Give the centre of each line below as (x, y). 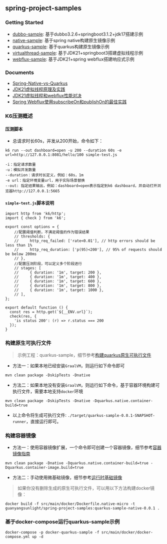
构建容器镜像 (21, 435)
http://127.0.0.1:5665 (36, 191)
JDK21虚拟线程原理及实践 (39, 89)
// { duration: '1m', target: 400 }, (58, 277)
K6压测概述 (19, 116)
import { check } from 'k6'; (35, 218)
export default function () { (37, 308)
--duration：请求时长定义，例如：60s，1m (44, 175)
